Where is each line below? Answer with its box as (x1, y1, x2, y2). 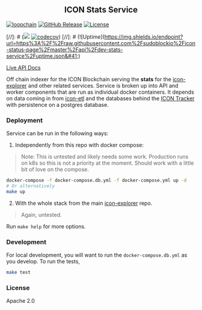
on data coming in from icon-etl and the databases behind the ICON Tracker (6, 94, 195, 102)
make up (6, 189, 26, 195)
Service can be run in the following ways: (6, 130, 109, 137)
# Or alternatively (6, 183, 55, 189)
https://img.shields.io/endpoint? (104, 33, 183, 40)
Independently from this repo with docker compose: (14, 141, 144, 149)
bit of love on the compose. (20, 166, 89, 173)
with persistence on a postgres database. (6, 101, 109, 108)
